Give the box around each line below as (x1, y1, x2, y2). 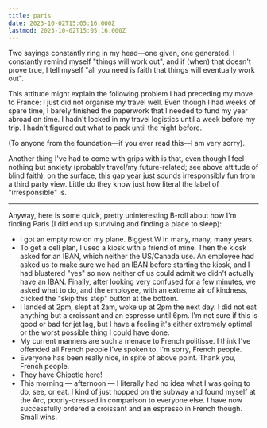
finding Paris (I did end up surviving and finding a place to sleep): (8, 219, 222, 229)
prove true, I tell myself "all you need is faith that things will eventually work (8, 65, 256, 75)
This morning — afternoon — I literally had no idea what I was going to (19, 379, 250, 388)
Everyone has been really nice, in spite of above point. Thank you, (19, 353, 236, 363)
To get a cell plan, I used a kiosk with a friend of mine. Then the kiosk (19, 243, 247, 253)
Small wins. (19, 412, 58, 422)
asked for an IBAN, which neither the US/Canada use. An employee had (19, 252, 254, 261)
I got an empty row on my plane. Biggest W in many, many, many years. (19, 234, 254, 244)
